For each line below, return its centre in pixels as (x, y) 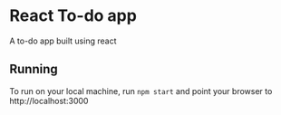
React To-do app (73, 16)
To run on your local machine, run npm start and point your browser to (141, 91)
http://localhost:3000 (49, 101)
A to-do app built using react (63, 41)
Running (34, 69)
